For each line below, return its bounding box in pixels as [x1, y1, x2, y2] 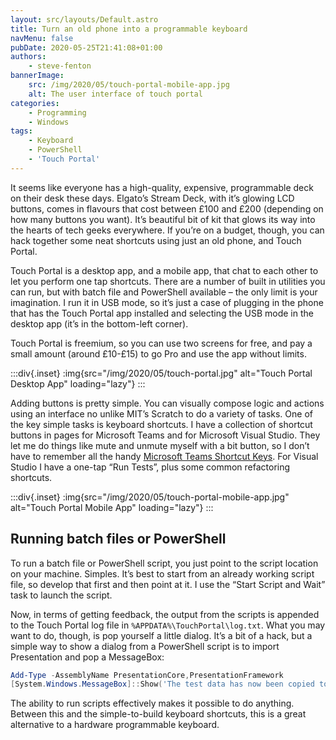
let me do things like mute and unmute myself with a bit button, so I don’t [10, 439, 310, 451]
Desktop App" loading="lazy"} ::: [10, 377, 146, 390]
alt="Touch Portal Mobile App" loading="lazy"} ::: [10, 501, 214, 513]
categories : [10, 98, 60, 108]
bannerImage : [10, 71, 65, 81]
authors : [10, 52, 47, 62]
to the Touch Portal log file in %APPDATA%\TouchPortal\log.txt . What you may [10, 619, 326, 631]
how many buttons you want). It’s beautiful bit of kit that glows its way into [10, 213, 316, 225]
